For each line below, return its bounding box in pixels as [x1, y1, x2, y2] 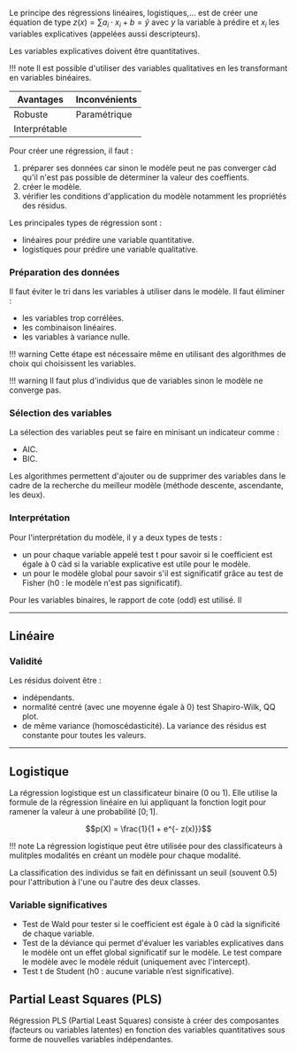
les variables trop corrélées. [21, 313, 125, 324]
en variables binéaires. [9, 72, 92, 82]
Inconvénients [75, 93, 138, 105]
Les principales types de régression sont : [9, 217, 162, 228]
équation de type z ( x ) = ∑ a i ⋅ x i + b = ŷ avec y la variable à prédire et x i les [9, 17, 280, 29]
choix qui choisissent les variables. [9, 358, 137, 369]
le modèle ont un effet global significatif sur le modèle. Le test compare [21, 948, 283, 958]
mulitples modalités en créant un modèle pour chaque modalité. [9, 850, 241, 861]
